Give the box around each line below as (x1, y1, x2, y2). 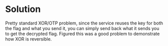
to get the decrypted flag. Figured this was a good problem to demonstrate (5, 30, 160, 36)
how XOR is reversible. (5, 36, 52, 42)
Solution (5, 3, 41, 15)
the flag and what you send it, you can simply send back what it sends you (5, 25, 159, 31)
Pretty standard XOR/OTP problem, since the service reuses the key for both (5, 20, 163, 26)
